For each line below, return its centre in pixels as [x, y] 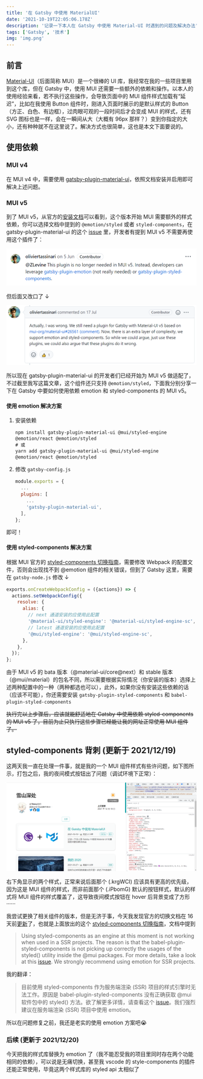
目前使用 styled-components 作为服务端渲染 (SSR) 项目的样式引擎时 [106, 987]
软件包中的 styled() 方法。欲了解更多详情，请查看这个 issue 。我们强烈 [108, 1002]
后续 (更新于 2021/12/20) [43, 1040]
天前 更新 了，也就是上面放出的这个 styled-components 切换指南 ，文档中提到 [101, 923]
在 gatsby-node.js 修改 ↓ [38, 577]
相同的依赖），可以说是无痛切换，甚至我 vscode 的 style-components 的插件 [101, 1062]
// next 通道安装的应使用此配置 [64, 615]
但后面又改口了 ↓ [28, 297]
